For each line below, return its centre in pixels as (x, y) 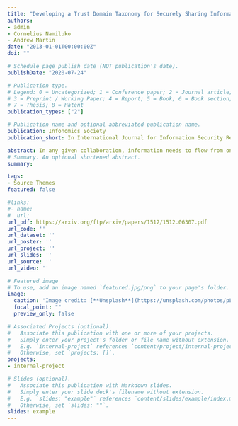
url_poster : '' (30, 242)
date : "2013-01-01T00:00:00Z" (52, 47)
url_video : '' (28, 268)
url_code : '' (27, 229)
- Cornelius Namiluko (39, 34)
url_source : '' (30, 261)
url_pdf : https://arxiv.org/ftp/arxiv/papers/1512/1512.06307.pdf (107, 222)
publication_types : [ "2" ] (45, 112)
